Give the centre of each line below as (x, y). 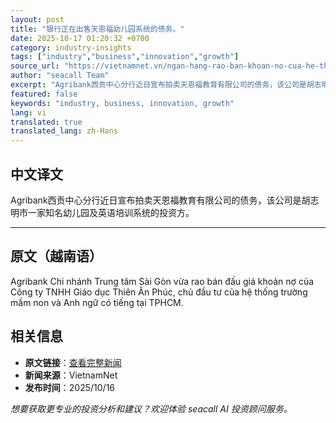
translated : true (46, 122)
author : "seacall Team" (60, 76)
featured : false (44, 94)
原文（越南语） (56, 256)
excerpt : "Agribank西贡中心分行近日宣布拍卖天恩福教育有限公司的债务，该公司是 (158, 85)
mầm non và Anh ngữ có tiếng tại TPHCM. (97, 302)
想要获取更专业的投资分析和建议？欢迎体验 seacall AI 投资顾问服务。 (151, 408)
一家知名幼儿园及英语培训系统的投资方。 (111, 212)
